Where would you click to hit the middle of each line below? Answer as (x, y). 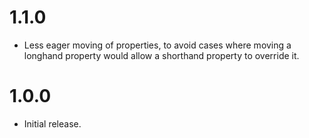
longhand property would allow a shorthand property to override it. (161, 55)
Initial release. (52, 123)
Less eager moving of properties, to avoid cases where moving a (157, 45)
